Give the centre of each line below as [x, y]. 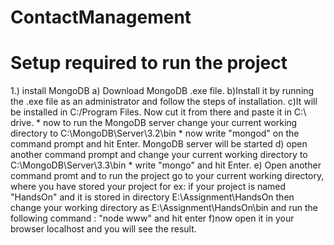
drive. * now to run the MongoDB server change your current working [154, 123]
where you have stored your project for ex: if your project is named [148, 187]
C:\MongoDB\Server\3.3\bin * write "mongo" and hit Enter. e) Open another [166, 165]
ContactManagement [101, 17]
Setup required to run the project [149, 63]
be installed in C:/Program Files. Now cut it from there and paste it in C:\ [158, 112]
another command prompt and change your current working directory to [159, 155]
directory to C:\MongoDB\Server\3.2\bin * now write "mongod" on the [155, 133]
